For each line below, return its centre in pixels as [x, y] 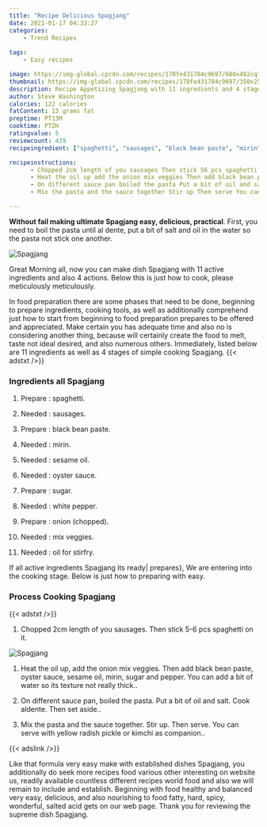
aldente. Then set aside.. [61, 709]
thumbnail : [27, 81]
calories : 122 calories [48, 104]
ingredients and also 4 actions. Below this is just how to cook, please [121, 277]
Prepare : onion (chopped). [65, 522]
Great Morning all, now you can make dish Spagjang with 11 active [116, 269]
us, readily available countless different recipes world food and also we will [132, 781]
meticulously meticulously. [52, 286]
